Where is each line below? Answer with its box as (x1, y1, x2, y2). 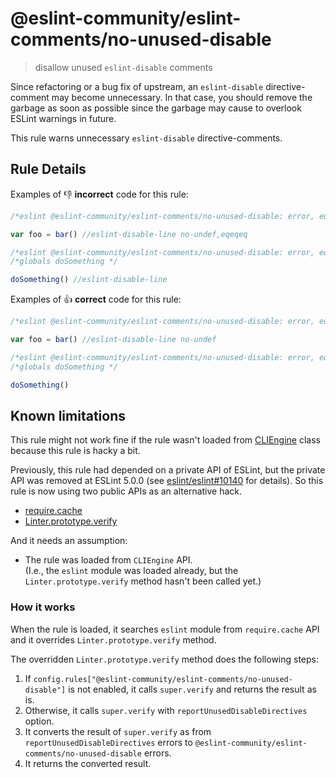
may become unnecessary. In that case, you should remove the (51, 91, 313, 103)
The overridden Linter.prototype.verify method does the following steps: (10, 653, 320, 665)
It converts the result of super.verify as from (24, 725, 212, 737)
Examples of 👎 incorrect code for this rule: (10, 188, 189, 200)
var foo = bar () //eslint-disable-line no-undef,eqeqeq (10, 229, 248, 239)
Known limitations (10, 407, 126, 424)
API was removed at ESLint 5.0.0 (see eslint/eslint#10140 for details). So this (10, 475, 324, 487)
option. (24, 715, 55, 727)
